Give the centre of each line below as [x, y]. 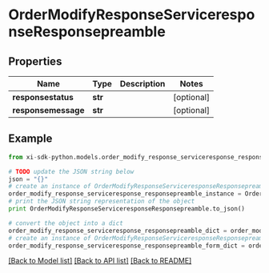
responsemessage [48, 110]
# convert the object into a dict [66, 223]
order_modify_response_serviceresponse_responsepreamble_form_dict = [127, 246]
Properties [35, 61]
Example [30, 139]
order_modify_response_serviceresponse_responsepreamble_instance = [125, 194]
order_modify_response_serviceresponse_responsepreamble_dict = [118, 231]
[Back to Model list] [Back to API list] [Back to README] [100, 261]
